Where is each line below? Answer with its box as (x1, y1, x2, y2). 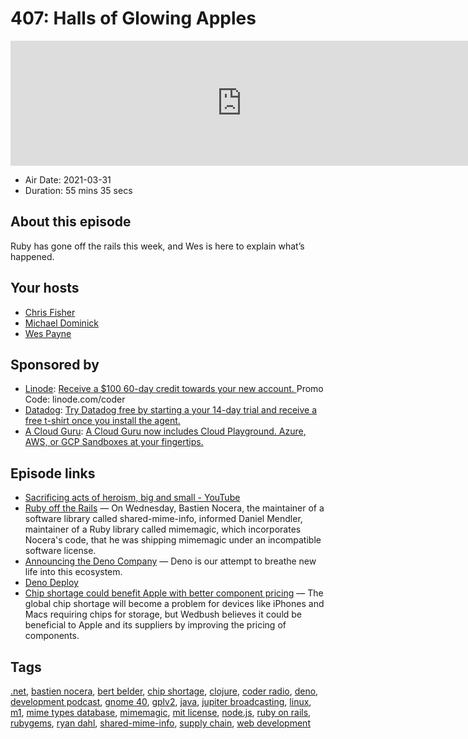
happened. (10, 250, 55, 262)
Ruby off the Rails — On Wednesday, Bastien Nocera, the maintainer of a (24, 502, 325, 514)
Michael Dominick (24, 317, 99, 329)
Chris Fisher (24, 306, 76, 318)
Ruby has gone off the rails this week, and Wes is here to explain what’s (10, 240, 305, 252)
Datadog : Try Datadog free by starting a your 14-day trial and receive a (24, 404, 318, 416)
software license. (24, 545, 97, 557)
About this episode (10, 213, 132, 231)
